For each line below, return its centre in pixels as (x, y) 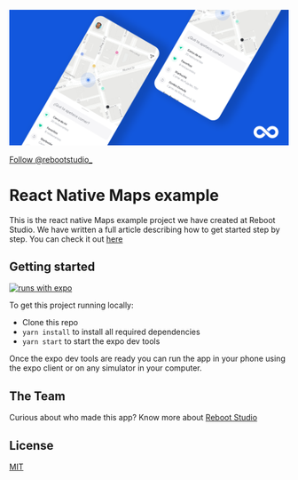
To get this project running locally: (71, 305)
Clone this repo (50, 323)
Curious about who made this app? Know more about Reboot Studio (133, 418)
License (31, 445)
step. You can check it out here (66, 239)
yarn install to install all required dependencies (111, 332)
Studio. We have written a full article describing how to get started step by (145, 229)
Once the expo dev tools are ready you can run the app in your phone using (147, 359)
